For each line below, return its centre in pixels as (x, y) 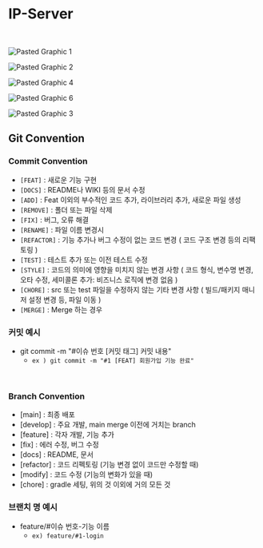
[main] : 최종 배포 (48, 415)
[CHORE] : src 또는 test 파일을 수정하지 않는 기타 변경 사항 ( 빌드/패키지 (130, 289)
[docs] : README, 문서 (57, 455)
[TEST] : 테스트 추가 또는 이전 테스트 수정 (84, 260)
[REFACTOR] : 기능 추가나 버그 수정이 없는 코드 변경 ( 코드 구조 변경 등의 (130, 240)
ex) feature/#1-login (68, 536)
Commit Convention (48, 161)
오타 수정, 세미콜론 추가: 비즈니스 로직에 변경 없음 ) (99, 280)
